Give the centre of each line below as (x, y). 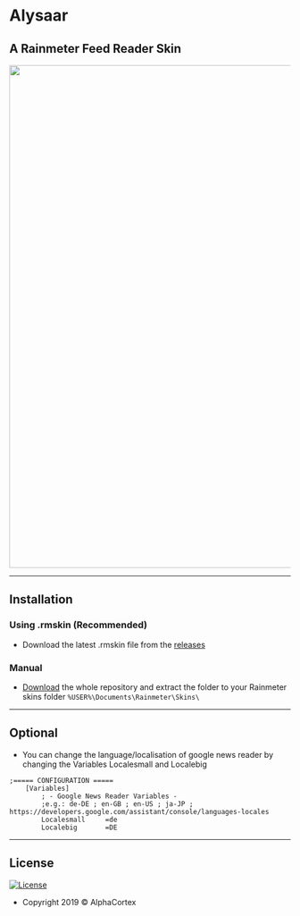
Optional (33, 733)
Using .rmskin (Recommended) (79, 625)
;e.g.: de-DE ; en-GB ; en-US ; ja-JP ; (117, 804)
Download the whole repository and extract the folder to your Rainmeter (154, 687)
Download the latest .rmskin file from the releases (113, 644)
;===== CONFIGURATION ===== (62, 780)
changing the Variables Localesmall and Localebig (114, 764)
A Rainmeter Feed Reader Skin (95, 49)
